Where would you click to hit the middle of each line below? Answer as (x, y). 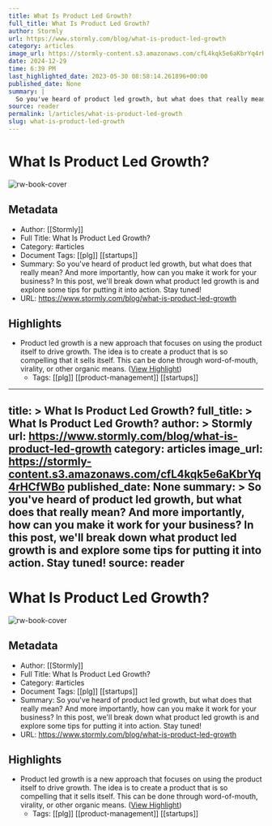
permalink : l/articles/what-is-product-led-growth (96, 114)
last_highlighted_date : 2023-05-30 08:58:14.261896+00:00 (108, 76)
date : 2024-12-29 (38, 62)
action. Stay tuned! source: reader (96, 563)
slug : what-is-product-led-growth (67, 122)
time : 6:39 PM (32, 69)
